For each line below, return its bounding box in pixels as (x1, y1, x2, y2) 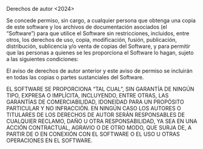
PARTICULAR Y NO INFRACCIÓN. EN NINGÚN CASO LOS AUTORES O (6, 105, 182, 111)
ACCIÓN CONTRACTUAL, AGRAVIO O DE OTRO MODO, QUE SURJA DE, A (6, 124, 192, 131)
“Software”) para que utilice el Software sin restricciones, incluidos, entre (6, 30, 190, 37)
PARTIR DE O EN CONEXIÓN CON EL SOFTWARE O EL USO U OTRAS (6, 130, 180, 137)
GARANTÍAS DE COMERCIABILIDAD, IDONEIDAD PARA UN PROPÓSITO (6, 98, 184, 105)
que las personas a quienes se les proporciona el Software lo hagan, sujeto (6, 49, 194, 56)
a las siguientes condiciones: (6, 56, 79, 62)
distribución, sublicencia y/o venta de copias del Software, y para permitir (6, 42, 191, 50)
